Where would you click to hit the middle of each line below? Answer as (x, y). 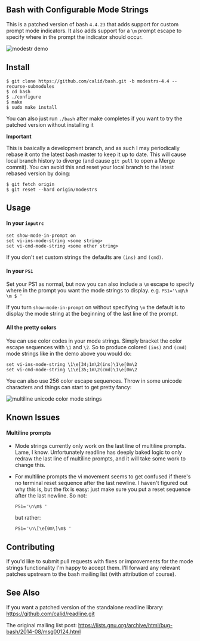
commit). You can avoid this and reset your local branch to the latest (90, 167)
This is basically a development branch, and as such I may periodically (93, 148)
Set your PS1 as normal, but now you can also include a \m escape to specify (100, 284)
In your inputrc (25, 223)
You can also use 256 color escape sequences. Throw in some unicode (94, 381)
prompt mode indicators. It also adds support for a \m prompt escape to (94, 30)
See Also (23, 593)
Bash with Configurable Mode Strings (78, 10)
